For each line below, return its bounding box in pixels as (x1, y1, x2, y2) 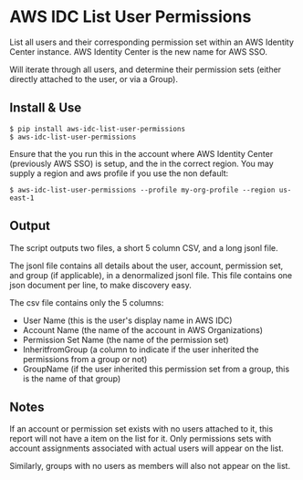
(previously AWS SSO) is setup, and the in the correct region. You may (9, 158, 274, 169)
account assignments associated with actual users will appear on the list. (9, 443, 285, 454)
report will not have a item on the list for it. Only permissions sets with (9, 433, 272, 444)
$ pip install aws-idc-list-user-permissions (9, 124, 185, 133)
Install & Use (9, 100, 82, 116)
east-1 (9, 193, 35, 203)
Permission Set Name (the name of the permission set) (22, 334, 230, 345)
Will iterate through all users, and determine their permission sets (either (9, 64, 281, 75)
